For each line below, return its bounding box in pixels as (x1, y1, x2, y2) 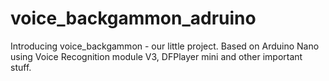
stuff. (10, 61, 32, 73)
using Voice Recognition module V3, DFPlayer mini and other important (10, 50, 303, 62)
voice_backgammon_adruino (10, 7, 257, 30)
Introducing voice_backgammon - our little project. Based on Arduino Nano (10, 40, 320, 52)
